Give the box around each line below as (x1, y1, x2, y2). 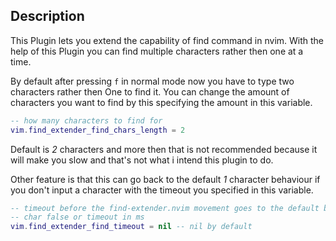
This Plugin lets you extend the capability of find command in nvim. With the (10, 34, 325, 46)
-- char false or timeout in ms (10, 212, 145, 223)
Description (10, 8, 85, 25)
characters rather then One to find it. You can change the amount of (10, 85, 290, 98)
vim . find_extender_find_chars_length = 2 (10, 125, 186, 135)
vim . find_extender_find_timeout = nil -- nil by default (10, 222, 253, 232)
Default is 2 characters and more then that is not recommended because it (10, 143, 318, 155)
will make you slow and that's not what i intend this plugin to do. (10, 154, 274, 166)
